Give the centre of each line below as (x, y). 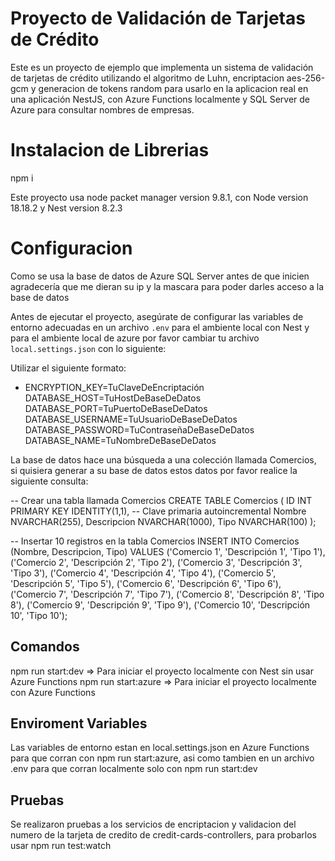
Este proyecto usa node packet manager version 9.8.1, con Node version (159, 197)
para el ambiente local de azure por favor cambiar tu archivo (135, 338)
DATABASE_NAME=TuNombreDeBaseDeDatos (120, 440)
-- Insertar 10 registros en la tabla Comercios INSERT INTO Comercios (155, 541)
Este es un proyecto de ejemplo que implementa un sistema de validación (162, 67)
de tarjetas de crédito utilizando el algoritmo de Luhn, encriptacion (147, 78)
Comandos (45, 647)
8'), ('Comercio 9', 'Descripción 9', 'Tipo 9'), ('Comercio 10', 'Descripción (160, 604)
